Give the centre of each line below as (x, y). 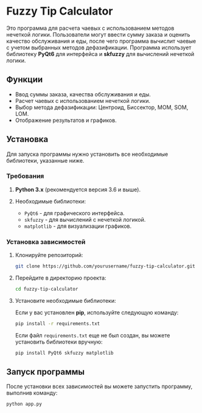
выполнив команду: (32, 393)
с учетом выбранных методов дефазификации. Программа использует (99, 48)
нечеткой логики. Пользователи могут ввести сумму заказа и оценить (98, 34)
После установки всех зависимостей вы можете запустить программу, (99, 387)
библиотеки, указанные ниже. (45, 160)
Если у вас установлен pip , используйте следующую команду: (97, 312)
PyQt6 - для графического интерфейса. (74, 213)
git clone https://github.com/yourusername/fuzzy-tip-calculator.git (105, 266)
